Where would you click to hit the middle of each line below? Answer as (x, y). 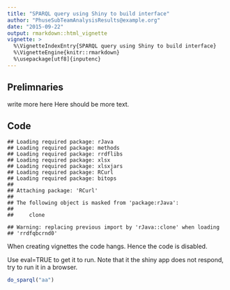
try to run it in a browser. (43, 267)
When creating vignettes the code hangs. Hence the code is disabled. (107, 246)
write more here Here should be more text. (68, 104)
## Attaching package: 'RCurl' (53, 191)
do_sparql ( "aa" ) (31, 280)
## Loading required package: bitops (62, 178)
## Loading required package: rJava (60, 142)
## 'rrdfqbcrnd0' (32, 234)
